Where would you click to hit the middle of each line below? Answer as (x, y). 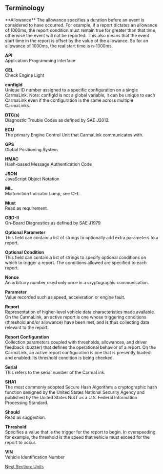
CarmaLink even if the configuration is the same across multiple (69, 100)
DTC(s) (12, 115)
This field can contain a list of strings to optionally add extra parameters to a (82, 237)
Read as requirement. (27, 208)
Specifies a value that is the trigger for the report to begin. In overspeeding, (81, 432)
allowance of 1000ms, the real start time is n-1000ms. (59, 45)
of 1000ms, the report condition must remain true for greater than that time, (81, 30)
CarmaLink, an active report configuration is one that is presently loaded (78, 352)
